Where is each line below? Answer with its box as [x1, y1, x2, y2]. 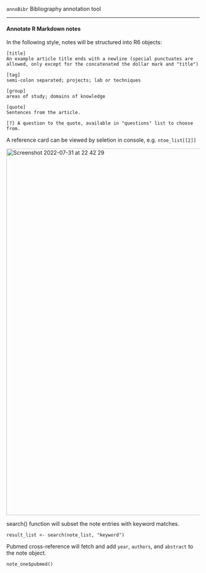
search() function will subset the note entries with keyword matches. [6, 520, 180, 528]
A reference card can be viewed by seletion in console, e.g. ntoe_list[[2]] [6, 136, 197, 144]
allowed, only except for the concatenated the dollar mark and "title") [6, 61, 199, 67]
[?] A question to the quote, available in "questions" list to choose [6, 120, 193, 126]
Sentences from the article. [6, 110, 81, 116]
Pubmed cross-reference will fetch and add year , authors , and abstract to [6, 543, 194, 550]
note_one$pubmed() [6, 561, 53, 567]
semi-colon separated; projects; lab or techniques [6, 77, 141, 83]
